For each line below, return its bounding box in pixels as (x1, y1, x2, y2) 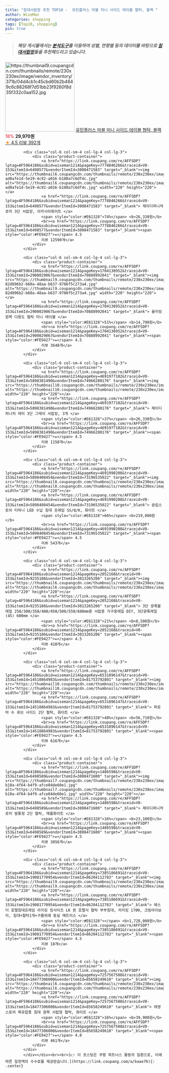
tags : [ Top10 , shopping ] (5, 21, 57, 27)
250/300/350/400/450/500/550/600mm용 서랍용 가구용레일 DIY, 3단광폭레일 (14, 609, 157, 614)
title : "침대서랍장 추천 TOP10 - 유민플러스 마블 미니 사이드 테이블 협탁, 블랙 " (5, 7, 158, 13)
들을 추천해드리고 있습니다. (34, 49, 87, 55)
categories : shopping (5, 17, 51, 22)
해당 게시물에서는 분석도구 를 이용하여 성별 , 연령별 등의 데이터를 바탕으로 (17, 42, 157, 49)
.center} (5, 1063, 24, 1069)
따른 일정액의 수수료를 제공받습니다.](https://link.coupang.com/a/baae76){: (5, 1059, 155, 1064)
